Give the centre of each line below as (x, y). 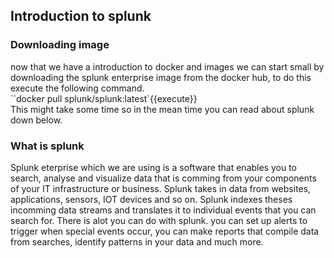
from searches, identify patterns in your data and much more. (137, 241)
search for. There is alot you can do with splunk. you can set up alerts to (159, 220)
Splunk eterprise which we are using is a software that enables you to (154, 167)
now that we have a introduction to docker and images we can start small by (167, 66)
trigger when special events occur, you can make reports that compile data (165, 231)
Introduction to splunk (81, 16)
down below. (36, 120)
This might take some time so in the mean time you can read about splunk (162, 109)
